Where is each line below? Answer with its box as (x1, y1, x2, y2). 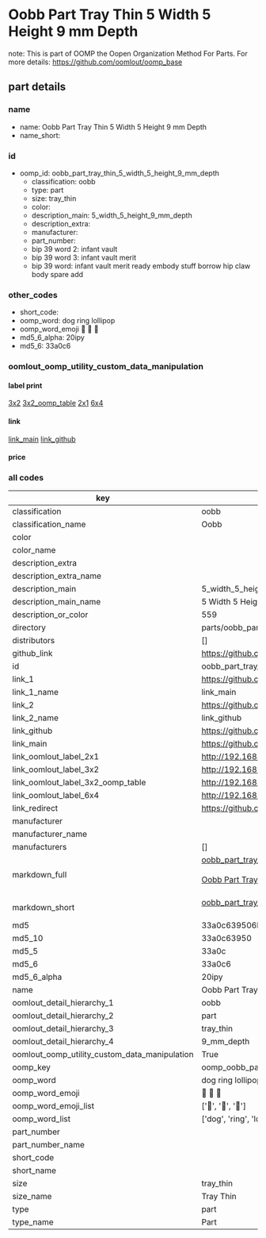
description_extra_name (12, 570, 101, 581)
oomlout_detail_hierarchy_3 (12, 1023, 114, 1034)
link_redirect (12, 803, 59, 814)
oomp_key (12, 1062, 51, 1073)
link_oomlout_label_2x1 (12, 751, 100, 762)
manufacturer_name (12, 828, 88, 839)
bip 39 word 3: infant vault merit (31, 253, 137, 262)
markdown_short (12, 902, 75, 913)
